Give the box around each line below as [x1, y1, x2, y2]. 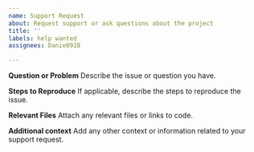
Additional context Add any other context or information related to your [8, 126, 247, 136]
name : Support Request [8, 11, 84, 20]
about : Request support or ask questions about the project [8, 19, 215, 27]
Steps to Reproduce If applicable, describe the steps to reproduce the [8, 86, 241, 97]
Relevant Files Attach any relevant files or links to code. [8, 110, 194, 121]
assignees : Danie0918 [8, 42, 81, 50]
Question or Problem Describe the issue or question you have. [8, 71, 216, 80]
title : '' [8, 27, 42, 35]
